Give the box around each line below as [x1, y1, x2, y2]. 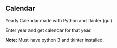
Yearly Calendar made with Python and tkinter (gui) [5, 17, 113, 23]
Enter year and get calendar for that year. [5, 27, 92, 33]
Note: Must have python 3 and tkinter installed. [5, 37, 104, 43]
